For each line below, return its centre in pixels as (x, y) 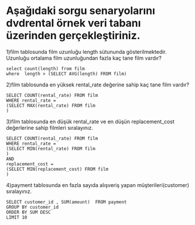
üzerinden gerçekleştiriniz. (73, 36)
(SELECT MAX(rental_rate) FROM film (51, 105)
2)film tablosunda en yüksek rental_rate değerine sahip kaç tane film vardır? (97, 84)
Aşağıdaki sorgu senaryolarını (81, 11)
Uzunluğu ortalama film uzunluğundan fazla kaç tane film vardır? (84, 58)
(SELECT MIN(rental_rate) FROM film (51, 148)
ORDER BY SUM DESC (28, 212)
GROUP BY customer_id (32, 207)
